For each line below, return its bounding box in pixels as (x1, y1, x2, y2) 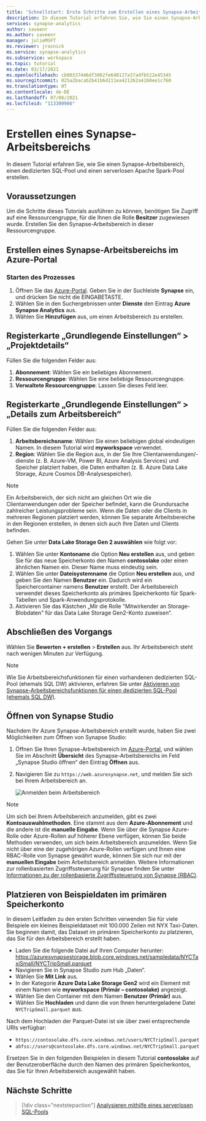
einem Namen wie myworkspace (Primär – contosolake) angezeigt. (15, 986, 188, 993)
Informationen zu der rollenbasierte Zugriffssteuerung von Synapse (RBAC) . (6, 871, 198, 879)
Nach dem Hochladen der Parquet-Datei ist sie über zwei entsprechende (6, 1018, 190, 1025)
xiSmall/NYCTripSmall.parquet (15, 960, 92, 967)
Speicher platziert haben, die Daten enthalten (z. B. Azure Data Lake (15, 463, 188, 471)
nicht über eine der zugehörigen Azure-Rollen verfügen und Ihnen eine (6, 846, 186, 853)
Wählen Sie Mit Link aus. (15, 973, 78, 980)
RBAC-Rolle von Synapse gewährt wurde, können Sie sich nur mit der (6, 852, 182, 859)
